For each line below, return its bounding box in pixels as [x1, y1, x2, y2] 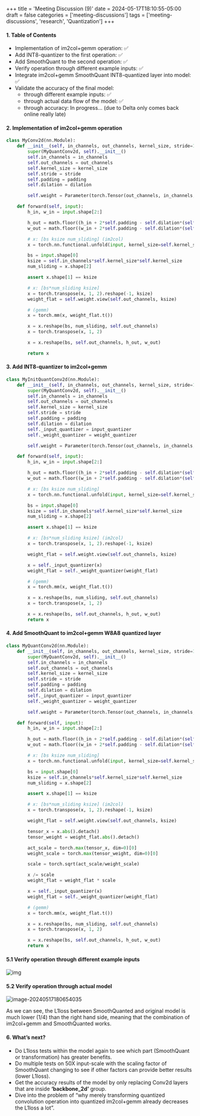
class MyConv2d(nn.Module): [6, 137, 76, 144]
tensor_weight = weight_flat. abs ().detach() [27, 834, 140, 840]
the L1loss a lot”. [14, 1104, 55, 1111]
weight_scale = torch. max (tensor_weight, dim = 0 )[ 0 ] [27, 850, 159, 856]
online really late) [23, 110, 67, 118]
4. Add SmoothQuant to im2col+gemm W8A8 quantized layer [6, 630, 161, 637]
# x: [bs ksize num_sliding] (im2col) [27, 236, 124, 242]
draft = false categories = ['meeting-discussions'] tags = [6, 11, 145, 19]
